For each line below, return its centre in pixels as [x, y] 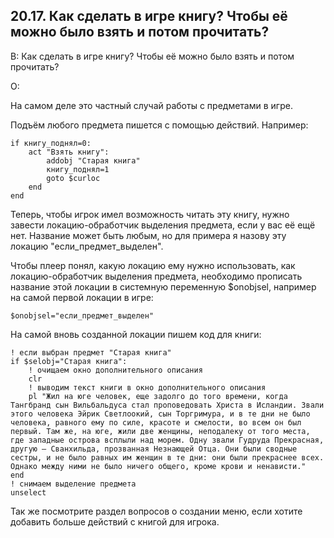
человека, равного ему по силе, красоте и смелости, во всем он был [156, 422]
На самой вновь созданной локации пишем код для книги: [136, 334]
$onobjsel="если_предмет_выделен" [82, 315]
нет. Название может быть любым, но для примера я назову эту [148, 235]
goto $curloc [73, 178]
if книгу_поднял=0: [51, 143]
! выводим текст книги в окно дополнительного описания [147, 387]
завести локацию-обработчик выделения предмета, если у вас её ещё [163, 225]
